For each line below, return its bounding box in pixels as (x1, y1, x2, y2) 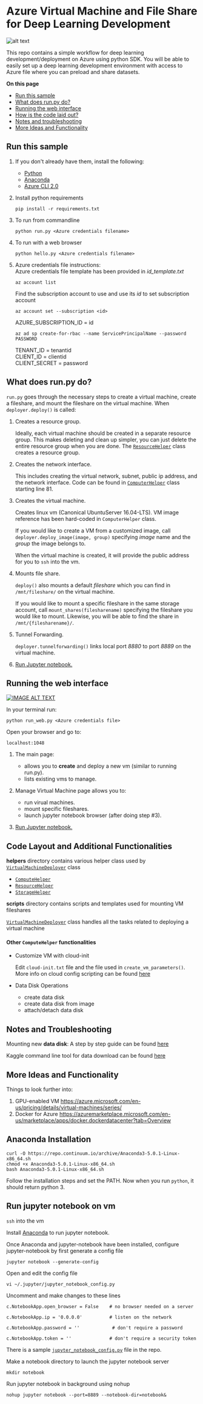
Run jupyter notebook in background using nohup (6, 1380, 130, 1387)
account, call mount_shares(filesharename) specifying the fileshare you (15, 606, 193, 613)
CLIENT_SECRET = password (15, 359, 88, 366)
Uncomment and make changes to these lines (6, 1292, 121, 1299)
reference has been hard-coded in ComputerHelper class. (15, 515, 156, 522)
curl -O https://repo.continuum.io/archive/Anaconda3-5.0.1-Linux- (6, 1150, 181, 1157)
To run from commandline (15, 217, 80, 224)
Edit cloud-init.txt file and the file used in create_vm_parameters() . (15, 964, 186, 971)
